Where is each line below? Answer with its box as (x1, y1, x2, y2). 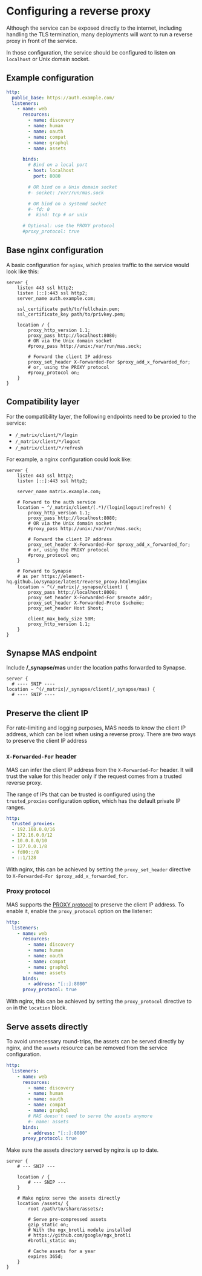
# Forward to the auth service (17, 499, 96, 505)
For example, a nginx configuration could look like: (6, 456, 132, 463)
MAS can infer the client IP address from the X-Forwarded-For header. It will (6, 766, 194, 773)
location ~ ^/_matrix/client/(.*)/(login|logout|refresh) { (17, 504, 172, 510)
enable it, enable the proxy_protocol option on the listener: (6, 907, 152, 914)
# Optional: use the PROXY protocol (22, 223, 115, 229)
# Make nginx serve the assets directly (17, 1195, 120, 1201)
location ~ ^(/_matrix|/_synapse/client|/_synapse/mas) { (6, 686, 155, 693)
